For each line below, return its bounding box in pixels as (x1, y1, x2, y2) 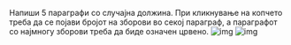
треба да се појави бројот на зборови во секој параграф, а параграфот (9, 17, 278, 27)
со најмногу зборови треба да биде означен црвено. (9, 26, 210, 36)
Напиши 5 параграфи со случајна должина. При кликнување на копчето (9, 8, 283, 18)
